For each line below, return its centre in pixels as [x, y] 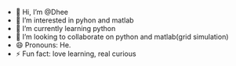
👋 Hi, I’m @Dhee [42, 12]
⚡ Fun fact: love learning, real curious [76, 54]
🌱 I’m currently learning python [65, 28]
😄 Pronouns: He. [43, 45]
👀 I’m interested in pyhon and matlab [75, 20]
